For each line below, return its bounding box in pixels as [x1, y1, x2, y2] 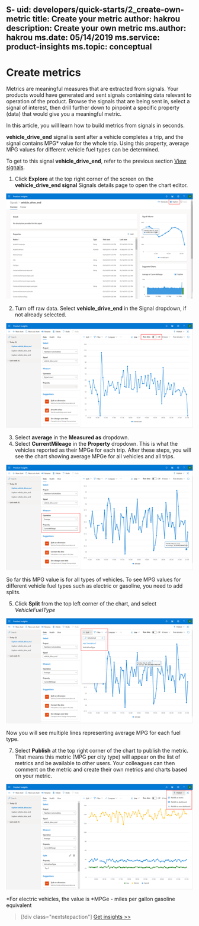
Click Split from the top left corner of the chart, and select [14, 600, 157, 607]
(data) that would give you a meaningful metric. [6, 110, 122, 118]
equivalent [6, 902, 32, 909]
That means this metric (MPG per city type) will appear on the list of [14, 753, 181, 760]
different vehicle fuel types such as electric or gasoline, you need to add [6, 582, 183, 589]
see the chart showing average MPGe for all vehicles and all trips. [14, 453, 175, 460]
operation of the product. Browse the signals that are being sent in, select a [6, 98, 190, 105]
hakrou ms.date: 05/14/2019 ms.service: [6, 33, 160, 43]
